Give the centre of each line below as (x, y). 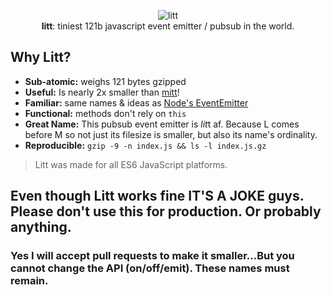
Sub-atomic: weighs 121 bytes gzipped (105, 81)
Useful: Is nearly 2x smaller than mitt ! (102, 92)
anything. (41, 227)
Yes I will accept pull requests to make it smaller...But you (152, 256)
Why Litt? (41, 57)
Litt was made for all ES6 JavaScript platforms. (131, 164)
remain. (29, 281)
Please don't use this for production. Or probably (166, 211)
